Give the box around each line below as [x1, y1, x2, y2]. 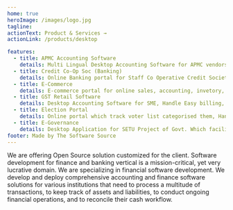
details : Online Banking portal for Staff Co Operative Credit [19, 74, 207, 81]
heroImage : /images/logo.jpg [7, 17, 92, 24]
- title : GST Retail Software [13, 94, 101, 100]
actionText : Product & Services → [7, 29, 107, 37]
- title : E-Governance [13, 119, 79, 126]
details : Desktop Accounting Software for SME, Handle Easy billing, [19, 100, 225, 107]
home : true [7, 10, 39, 17]
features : [7, 49, 36, 55]
